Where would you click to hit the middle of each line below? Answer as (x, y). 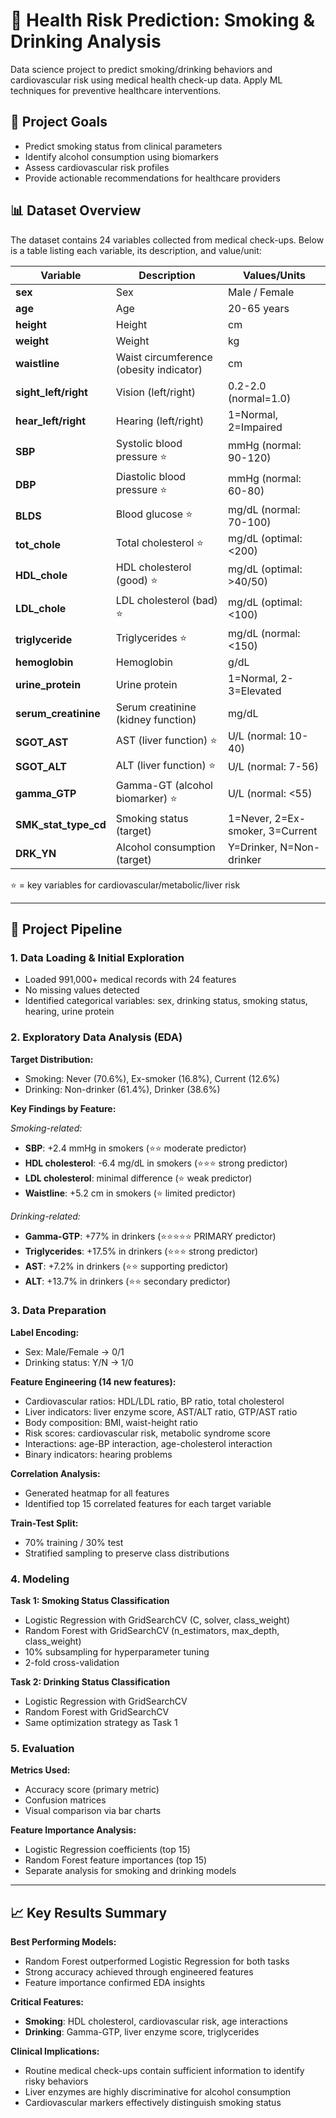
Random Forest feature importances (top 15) (116, 1860)
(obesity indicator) (159, 369)
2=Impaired (255, 427)
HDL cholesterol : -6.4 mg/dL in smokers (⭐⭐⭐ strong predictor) (156, 1163)
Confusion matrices (65, 1800)
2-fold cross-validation (72, 1663)
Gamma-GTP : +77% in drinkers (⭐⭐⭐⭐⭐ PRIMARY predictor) (150, 1236)
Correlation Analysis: (55, 1473)
